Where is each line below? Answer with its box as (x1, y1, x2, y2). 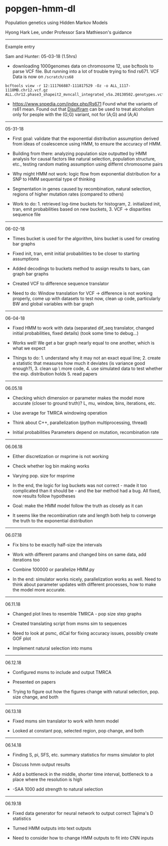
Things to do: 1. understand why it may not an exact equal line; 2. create (12, 354, 161, 360)
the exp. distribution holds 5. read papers (12, 370, 97, 376)
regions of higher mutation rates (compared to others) (12, 191, 124, 197)
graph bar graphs (12, 270, 49, 276)
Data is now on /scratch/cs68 (12, 73, 74, 79)
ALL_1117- (110, 83, 131, 88)
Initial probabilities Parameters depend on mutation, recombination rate (12, 429, 159, 435)
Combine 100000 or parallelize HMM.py (12, 566, 95, 572)
